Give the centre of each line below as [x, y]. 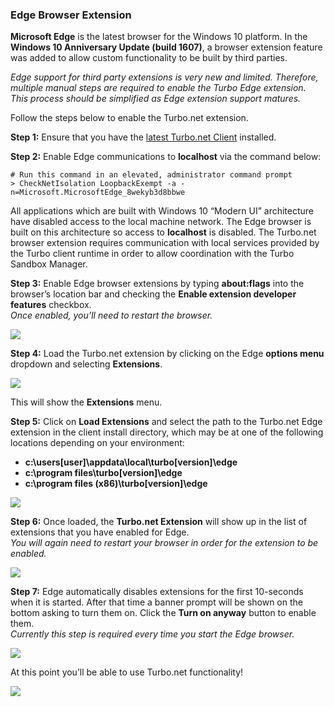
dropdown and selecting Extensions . [86, 364]
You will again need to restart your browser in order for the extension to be [164, 543]
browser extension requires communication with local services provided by [165, 243]
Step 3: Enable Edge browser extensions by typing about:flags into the [157, 284]
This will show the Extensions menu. [86, 402]
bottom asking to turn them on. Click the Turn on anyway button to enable [163, 613]
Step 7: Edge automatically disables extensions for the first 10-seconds [157, 592]
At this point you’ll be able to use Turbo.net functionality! [127, 672]
